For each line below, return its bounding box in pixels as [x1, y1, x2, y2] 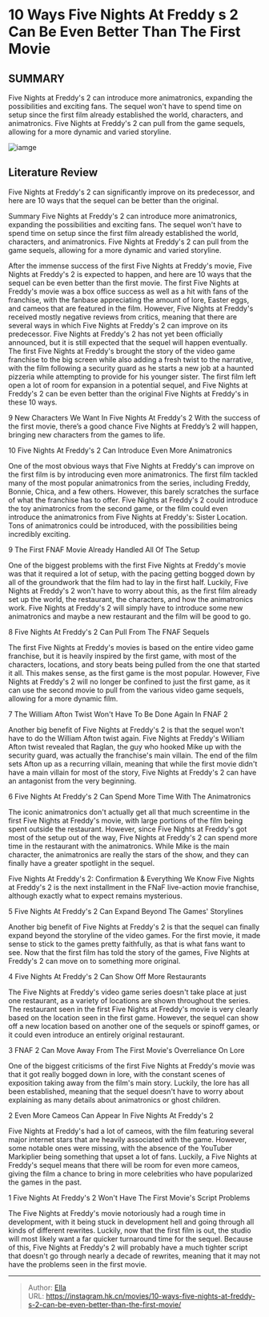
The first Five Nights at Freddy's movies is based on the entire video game [8, 642, 254, 652]
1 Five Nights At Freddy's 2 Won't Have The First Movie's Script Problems [8, 1193, 251, 1202]
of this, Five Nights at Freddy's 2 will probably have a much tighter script [8, 1242, 248, 1252]
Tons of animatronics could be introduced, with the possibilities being [8, 520, 238, 530]
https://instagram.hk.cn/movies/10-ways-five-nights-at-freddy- [46, 1291, 256, 1301]
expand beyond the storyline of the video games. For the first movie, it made [8, 930, 261, 940]
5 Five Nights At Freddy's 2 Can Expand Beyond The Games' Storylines [8, 906, 244, 916]
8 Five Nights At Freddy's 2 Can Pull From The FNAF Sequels [8, 627, 210, 636]
